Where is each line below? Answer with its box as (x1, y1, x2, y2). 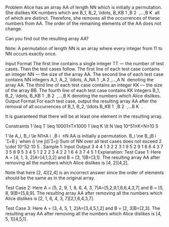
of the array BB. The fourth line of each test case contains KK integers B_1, (5, 87, 160, 93)
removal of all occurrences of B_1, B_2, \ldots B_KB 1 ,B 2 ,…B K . (5, 104, 143, 109)
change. (5, 26, 23, 32)
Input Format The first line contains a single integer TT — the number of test (5, 61, 164, 66)
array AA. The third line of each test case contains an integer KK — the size (5, 82, 163, 88)
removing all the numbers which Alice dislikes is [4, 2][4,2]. (5, 160, 129, 166)
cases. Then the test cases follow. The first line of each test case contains (5, 66, 160, 72)
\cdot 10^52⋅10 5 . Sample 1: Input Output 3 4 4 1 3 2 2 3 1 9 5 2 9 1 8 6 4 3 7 (5, 144, 163, 150)
